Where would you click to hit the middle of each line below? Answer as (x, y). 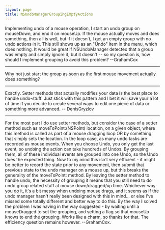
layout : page (18, 10)
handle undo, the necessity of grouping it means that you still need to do (79, 180)
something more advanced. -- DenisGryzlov (50, 109)
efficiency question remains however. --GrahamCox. (58, 222)
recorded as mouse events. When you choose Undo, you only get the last (79, 144)
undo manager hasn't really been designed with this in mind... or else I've (79, 196)
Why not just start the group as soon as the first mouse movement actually (81, 74)
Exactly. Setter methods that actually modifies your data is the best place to (82, 93)
